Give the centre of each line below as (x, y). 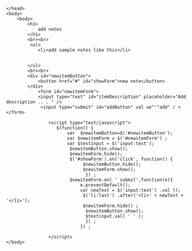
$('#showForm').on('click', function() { (121, 159)
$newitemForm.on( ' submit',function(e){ (121, 180)
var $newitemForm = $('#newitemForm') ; (117, 138)
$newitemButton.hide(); (112, 164)
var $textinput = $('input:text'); (111, 144)
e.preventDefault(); (105, 185)
